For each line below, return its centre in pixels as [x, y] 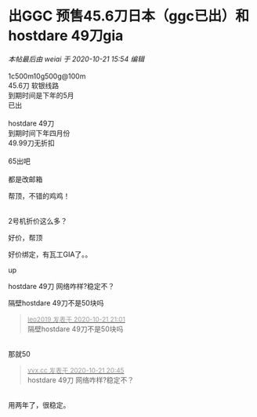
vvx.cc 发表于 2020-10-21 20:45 [76, 370]
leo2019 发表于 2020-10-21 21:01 [76, 319]
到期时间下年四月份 [39, 133]
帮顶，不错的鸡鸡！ [39, 196]
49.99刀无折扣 [31, 143]
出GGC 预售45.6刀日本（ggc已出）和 [128, 16]
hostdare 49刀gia [66, 36]
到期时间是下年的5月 [41, 95]
